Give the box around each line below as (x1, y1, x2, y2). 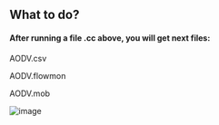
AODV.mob (9, 88, 51, 99)
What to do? (9, 7, 80, 23)
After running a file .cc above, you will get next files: (9, 32, 211, 43)
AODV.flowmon (9, 70, 66, 81)
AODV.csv (9, 53, 47, 63)
